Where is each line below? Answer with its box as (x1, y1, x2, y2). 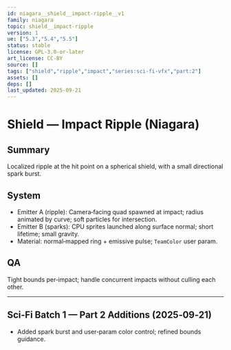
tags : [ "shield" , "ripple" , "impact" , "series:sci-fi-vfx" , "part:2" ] (7, 68, 201, 74)
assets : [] (7, 74, 38, 81)
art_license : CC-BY (7, 55, 63, 62)
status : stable (7, 42, 51, 49)
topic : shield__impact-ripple (7, 23, 94, 30)
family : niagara (7, 17, 54, 23)
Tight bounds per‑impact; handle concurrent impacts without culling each (7, 275, 216, 283)
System (7, 189, 41, 201)
